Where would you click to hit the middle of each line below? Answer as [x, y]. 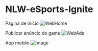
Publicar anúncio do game [33, 33]
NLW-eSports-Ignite [49, 9]
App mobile [17, 43]
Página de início [22, 23]
